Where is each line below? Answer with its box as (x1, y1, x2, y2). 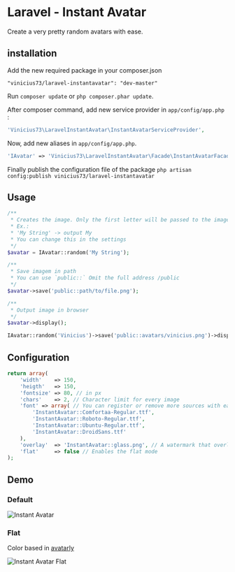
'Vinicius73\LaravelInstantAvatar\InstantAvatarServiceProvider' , (7, 126, 205, 133)
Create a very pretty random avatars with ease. (7, 27, 143, 36)
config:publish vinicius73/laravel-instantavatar (7, 173, 155, 179)
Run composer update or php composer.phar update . (7, 91, 154, 100)
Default (7, 494, 34, 504)
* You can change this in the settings (10, 235, 127, 243)
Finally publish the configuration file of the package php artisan (7, 165, 192, 173)
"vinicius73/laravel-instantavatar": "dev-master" (7, 80, 158, 87)
